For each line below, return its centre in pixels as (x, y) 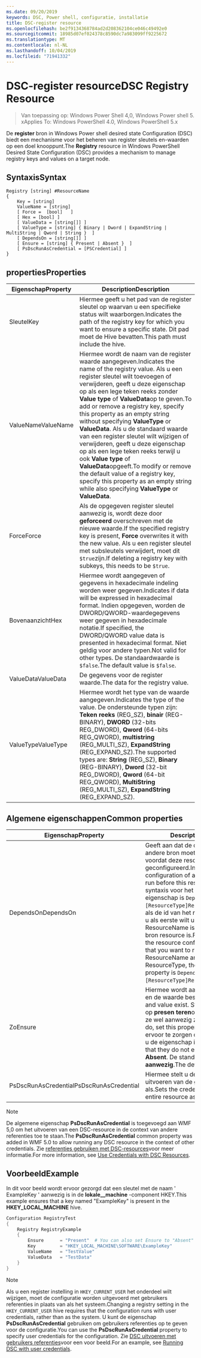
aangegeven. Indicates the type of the (132, 700)
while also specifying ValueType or (129, 489)
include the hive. (102, 344)
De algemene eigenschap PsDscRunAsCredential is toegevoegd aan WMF (99, 1123)
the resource (163, 942)
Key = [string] (36, 202)
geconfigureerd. (168, 868)
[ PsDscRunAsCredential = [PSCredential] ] (72, 249)
